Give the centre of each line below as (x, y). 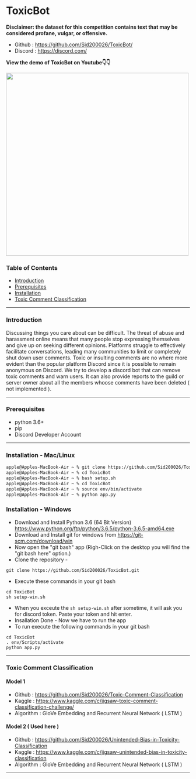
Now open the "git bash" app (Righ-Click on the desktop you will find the (102, 547)
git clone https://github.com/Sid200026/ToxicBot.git (73, 570)
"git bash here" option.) (43, 553)
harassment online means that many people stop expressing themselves (93, 339)
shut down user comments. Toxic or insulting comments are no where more (97, 358)
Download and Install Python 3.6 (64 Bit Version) (73, 522)
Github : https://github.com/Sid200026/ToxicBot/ (73, 44)
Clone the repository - (41, 560)
